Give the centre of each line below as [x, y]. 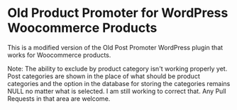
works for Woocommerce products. [59, 55]
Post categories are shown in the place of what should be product [104, 76]
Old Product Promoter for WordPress [118, 13]
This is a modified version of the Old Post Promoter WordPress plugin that [115, 47]
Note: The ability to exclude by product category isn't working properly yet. [117, 68]
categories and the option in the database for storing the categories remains [119, 83]
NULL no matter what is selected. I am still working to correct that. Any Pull [117, 91]
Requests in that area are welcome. [59, 98]
